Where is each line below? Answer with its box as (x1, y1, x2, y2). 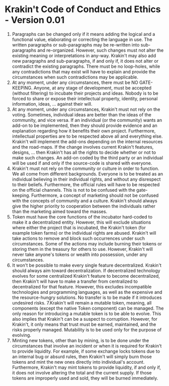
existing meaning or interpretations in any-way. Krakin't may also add (12, 52, 156, 59)
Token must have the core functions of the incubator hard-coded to (12, 213, 152, 220)
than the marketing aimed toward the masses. (12, 208, 107, 215)
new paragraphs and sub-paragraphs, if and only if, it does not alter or (12, 58, 159, 64)
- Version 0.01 (5, 14, 65, 26)
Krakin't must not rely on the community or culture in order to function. (12, 165, 159, 171)
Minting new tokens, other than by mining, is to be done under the (12, 337, 149, 344)
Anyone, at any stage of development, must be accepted (33, 84, 152, 91)
